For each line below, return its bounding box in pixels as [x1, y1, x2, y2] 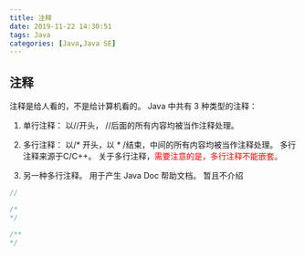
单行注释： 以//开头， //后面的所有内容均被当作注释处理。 [22, 120, 239, 131]
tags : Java [9, 30, 51, 39]
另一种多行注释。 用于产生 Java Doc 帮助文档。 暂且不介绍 [22, 170, 244, 181]
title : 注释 [9, 13, 52, 23]
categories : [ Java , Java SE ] [9, 38, 117, 48]
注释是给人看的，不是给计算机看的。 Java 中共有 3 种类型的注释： [9, 101, 258, 112]
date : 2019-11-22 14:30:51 [9, 22, 112, 31]
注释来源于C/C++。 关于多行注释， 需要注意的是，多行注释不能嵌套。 [22, 151, 283, 162]
